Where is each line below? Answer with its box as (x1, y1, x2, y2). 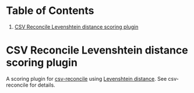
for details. (29, 81, 55, 88)
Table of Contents (6, 4, 94, 17)
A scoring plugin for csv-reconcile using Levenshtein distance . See (6, 75, 167, 82)
